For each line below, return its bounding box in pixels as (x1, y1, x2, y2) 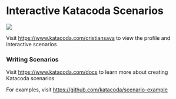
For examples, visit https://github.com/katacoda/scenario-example (6, 86, 168, 93)
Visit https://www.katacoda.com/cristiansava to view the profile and (6, 34, 171, 42)
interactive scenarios (6, 40, 57, 47)
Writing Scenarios (6, 55, 59, 63)
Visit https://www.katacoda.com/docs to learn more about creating (6, 69, 168, 76)
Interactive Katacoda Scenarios (6, 4, 164, 18)
